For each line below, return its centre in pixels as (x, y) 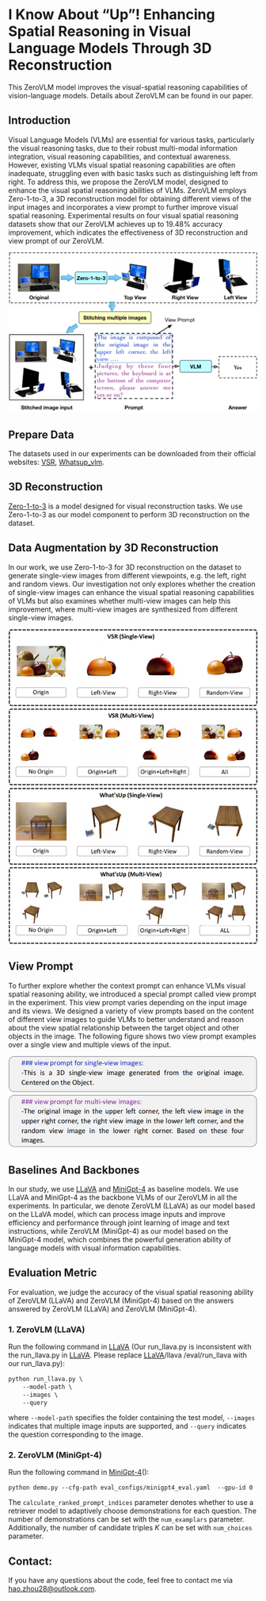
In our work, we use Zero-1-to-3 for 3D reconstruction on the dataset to (125, 567)
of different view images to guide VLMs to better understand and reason (126, 1019)
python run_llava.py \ (46, 1379)
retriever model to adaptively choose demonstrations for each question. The (133, 1511)
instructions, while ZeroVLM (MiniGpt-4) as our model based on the (118, 1231)
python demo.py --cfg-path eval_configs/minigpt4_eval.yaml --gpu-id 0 (131, 1488)
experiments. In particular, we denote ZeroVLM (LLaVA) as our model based (132, 1206)
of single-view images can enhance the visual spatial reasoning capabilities (131, 592)
